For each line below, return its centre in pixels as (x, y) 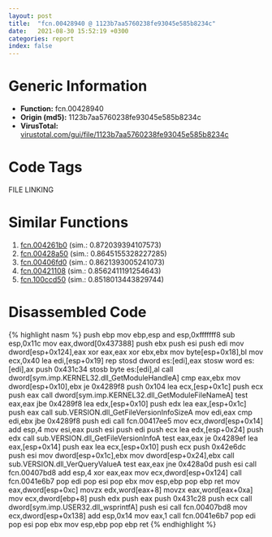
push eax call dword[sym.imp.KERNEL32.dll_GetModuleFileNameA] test (128, 395)
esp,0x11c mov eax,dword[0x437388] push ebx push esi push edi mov (126, 343)
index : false (30, 46)
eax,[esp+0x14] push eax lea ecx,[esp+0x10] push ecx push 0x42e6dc (127, 446)
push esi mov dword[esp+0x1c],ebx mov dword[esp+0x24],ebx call (121, 455)
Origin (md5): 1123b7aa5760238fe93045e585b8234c (110, 118)
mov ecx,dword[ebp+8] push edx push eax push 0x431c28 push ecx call (130, 498)
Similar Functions (68, 223)
